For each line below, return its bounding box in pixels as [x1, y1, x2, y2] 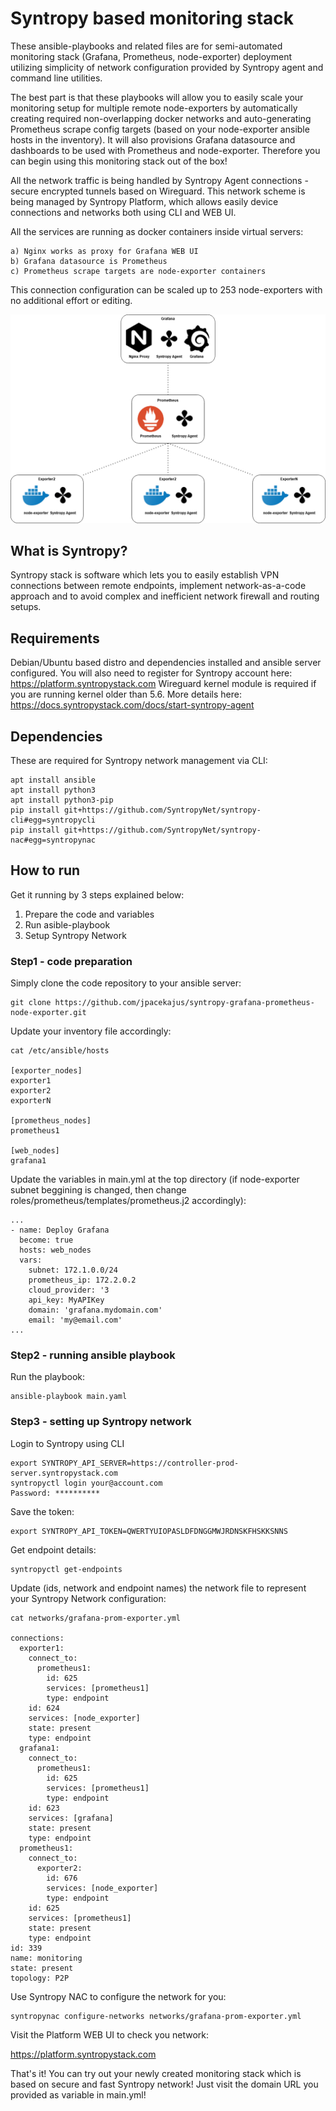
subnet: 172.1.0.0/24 [28, 1265, 118, 1276]
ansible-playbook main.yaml [10, 1392, 128, 1402]
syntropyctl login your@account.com [10, 1478, 163, 1488]
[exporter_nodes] [10, 1066, 83, 1076]
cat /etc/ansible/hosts [10, 1046, 110, 1056]
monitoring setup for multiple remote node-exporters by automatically [10, 102, 298, 114]
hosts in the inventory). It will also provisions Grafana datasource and [10, 133, 296, 146]
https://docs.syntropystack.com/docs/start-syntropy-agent [10, 699, 255, 711]
